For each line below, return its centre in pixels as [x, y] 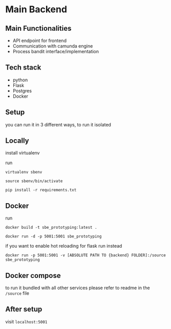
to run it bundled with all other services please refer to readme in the [78, 288]
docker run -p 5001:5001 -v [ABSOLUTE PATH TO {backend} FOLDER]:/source [86, 255]
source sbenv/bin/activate [34, 181]
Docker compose [33, 276]
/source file [17, 293]
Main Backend [36, 9]
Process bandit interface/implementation [56, 51]
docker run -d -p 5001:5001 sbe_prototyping [54, 236]
